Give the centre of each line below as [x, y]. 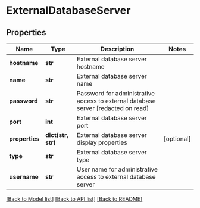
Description [117, 49]
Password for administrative [116, 93]
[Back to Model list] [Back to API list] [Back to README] [74, 199]
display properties [102, 142]
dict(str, [57, 135]
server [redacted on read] [113, 108]
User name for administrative [117, 169]
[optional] [177, 139]
